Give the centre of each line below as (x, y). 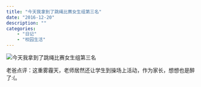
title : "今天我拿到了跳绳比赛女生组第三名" (54, 12)
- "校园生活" (31, 40)
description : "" (26, 23)
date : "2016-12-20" (31, 17)
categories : (21, 28)
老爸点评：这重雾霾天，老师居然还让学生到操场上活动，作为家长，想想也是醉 (100, 70)
